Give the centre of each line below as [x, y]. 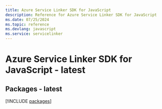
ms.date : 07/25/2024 [27, 19]
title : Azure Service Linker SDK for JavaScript [58, 10]
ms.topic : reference [27, 24]
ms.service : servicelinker [34, 34]
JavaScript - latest [45, 70]
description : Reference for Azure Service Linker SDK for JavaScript [81, 15]
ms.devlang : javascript [31, 29]
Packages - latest [34, 89]
